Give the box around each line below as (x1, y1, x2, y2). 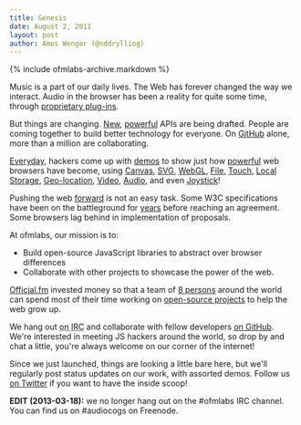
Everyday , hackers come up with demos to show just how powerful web (9, 156, 280, 167)
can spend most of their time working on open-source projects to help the (9, 294, 288, 306)
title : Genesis (9, 13, 67, 23)
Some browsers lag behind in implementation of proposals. (9, 212, 231, 223)
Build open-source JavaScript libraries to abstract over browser (22, 247, 263, 258)
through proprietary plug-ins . (9, 101, 119, 112)
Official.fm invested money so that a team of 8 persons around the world (9, 285, 283, 295)
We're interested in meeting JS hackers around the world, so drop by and (9, 331, 285, 342)
